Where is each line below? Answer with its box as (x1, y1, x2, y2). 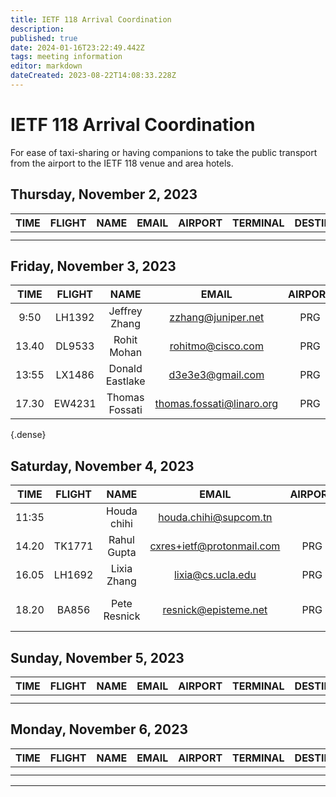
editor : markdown (10, 61, 83, 71)
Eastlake (105, 374, 146, 388)
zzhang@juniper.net (169, 311, 265, 325)
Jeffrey (108, 304, 143, 318)
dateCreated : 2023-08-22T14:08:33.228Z (10, 71, 177, 81)
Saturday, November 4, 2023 (10, 457, 195, 475)
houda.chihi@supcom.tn (158, 511, 273, 525)
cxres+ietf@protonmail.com (149, 539, 281, 553)
